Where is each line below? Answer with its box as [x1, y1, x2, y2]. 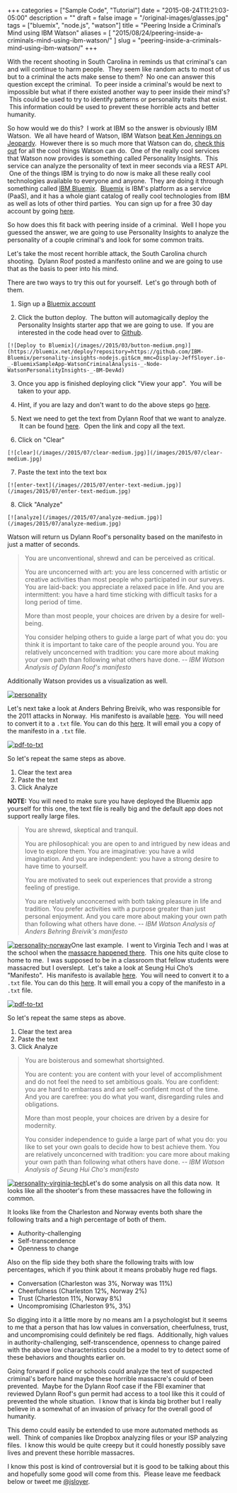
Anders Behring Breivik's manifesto [24, 927, 128, 936]
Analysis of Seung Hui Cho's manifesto [24, 1165, 139, 1173]
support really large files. [7, 812, 80, 820]
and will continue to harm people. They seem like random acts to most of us [7, 65, 231, 73]
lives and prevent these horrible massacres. [7, 1448, 135, 1457]
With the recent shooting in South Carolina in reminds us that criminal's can [7, 57, 227, 66]
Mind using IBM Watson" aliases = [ [7, 28, 111, 37]
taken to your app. [17, 387, 71, 395]
